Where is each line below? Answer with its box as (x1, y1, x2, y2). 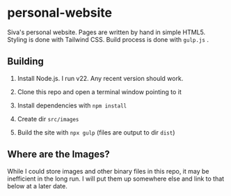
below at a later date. (7, 181, 67, 190)
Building (7, 56, 44, 68)
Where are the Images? (7, 149, 110, 160)
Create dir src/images (17, 114, 79, 123)
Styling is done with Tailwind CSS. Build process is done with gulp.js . (7, 35, 209, 43)
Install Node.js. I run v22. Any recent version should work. (17, 74, 184, 82)
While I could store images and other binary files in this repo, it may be (7, 167, 209, 175)
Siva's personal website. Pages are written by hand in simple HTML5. (7, 28, 206, 36)
